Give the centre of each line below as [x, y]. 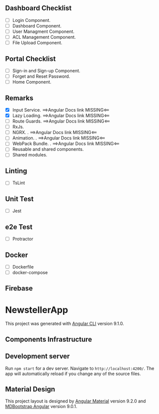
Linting [16, 171]
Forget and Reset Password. [41, 76]
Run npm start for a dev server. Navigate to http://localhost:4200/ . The [80, 368]
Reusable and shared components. [48, 149]
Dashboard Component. [37, 26]
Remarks [19, 98]
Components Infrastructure [49, 339]
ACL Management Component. [44, 37]
